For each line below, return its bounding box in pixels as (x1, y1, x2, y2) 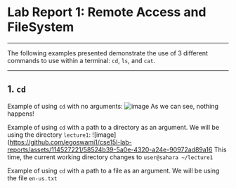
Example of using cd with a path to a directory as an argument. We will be (7, 123, 220, 131)
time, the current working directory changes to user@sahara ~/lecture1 (7, 152, 214, 161)
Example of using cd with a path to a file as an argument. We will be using (7, 166, 220, 175)
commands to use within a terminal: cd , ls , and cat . (7, 56, 156, 65)
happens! (7, 109, 35, 118)
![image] (92, 130, 117, 139)
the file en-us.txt (7, 173, 58, 182)
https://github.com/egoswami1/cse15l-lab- (9, 137, 132, 146)
